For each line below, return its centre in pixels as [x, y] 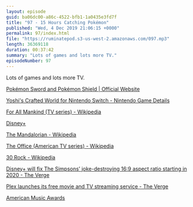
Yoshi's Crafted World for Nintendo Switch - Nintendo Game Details [88, 100]
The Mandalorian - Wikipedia [41, 134]
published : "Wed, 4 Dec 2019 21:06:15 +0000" [63, 28]
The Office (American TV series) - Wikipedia [60, 146]
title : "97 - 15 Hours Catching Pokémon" [58, 22]
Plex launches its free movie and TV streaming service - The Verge [87, 186]
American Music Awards [36, 198]
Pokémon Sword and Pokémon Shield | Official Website [73, 89]
